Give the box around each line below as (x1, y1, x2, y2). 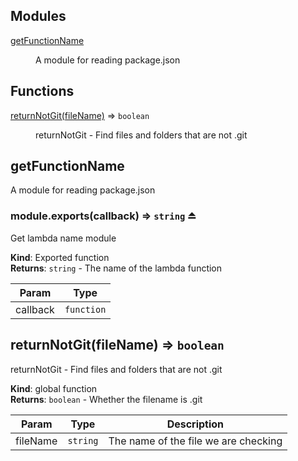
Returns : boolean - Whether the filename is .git (10, 393, 203, 405)
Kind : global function (10, 382, 98, 394)
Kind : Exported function (10, 251, 110, 263)
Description (166, 417, 225, 431)
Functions (10, 83, 75, 100)
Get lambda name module (10, 232, 117, 244)
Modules (10, 8, 67, 25)
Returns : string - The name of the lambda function (10, 262, 223, 274)
